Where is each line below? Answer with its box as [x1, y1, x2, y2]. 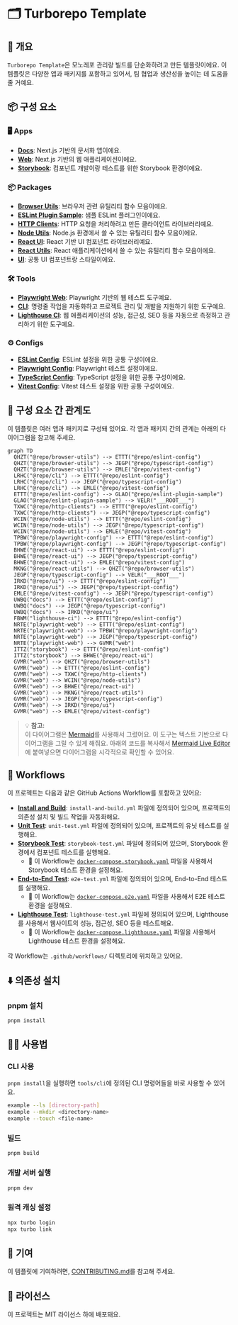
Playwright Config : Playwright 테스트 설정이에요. [17, 364, 158, 372]
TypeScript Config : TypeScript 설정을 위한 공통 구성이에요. [17, 373, 186, 381]
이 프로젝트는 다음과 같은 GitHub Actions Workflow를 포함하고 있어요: [7, 788, 202, 798]
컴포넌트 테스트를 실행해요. [36, 848, 111, 856]
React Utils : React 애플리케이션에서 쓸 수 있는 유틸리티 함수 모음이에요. [17, 246, 216, 255]
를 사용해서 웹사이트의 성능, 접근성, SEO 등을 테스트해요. [17, 919, 174, 927]
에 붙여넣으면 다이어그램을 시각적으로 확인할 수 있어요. [24, 748, 175, 756]
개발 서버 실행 [7, 1168, 52, 1178]
